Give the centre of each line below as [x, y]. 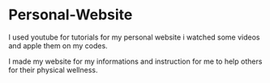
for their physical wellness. [54, 69]
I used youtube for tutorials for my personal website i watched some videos [134, 37]
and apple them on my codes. [58, 45]
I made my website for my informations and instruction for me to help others [135, 61]
